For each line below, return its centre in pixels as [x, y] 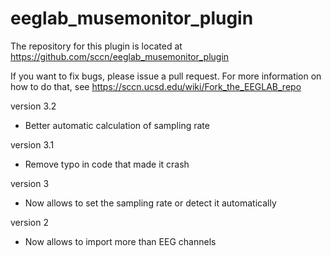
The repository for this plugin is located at [96, 46]
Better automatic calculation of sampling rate [117, 125]
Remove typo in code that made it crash [107, 164]
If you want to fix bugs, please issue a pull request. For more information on [166, 76]
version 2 [29, 222]
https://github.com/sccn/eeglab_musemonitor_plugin [120, 56]
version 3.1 [32, 144]
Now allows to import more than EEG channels [120, 241]
